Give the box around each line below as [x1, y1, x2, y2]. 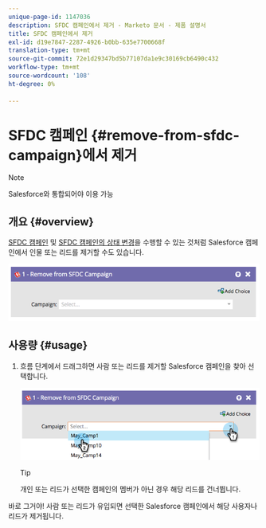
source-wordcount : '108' [8, 72, 91, 80]
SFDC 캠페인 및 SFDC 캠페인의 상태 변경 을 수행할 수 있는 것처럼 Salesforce [8, 237, 244, 247]
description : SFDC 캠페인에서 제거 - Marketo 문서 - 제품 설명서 [8, 21, 206, 29]
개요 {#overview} [8, 215, 94, 229]
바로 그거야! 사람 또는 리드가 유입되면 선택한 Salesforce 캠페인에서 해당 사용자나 [8, 501, 257, 510]
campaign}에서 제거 [8, 146, 138, 164]
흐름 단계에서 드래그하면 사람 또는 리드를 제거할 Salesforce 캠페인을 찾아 [19, 361, 247, 370]
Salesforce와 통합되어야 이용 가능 [8, 190, 114, 199]
